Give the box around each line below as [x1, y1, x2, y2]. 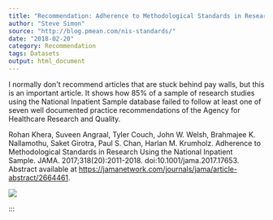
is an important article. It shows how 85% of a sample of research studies [8, 88, 255, 97]
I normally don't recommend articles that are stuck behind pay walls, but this [8, 79, 265, 89]
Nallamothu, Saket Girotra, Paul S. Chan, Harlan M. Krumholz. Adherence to [8, 138, 262, 148]
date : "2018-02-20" [8, 34, 75, 43]
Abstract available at [8, 164, 77, 174]
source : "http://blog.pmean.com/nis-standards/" [8, 27, 176, 35]
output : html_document [8, 58, 85, 66]
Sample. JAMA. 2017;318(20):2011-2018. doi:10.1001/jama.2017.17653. [8, 155, 240, 165]
